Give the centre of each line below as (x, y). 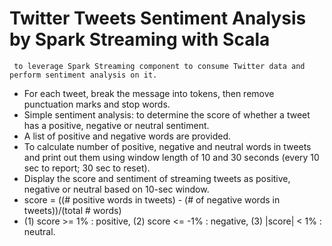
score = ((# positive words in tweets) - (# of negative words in (152, 199)
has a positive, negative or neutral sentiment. (116, 125)
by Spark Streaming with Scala (140, 39)
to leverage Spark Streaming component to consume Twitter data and (159, 66)
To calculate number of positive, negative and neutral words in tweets (167, 146)
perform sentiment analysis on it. (83, 75)
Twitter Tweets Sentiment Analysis (158, 18)
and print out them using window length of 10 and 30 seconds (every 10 (171, 157)
